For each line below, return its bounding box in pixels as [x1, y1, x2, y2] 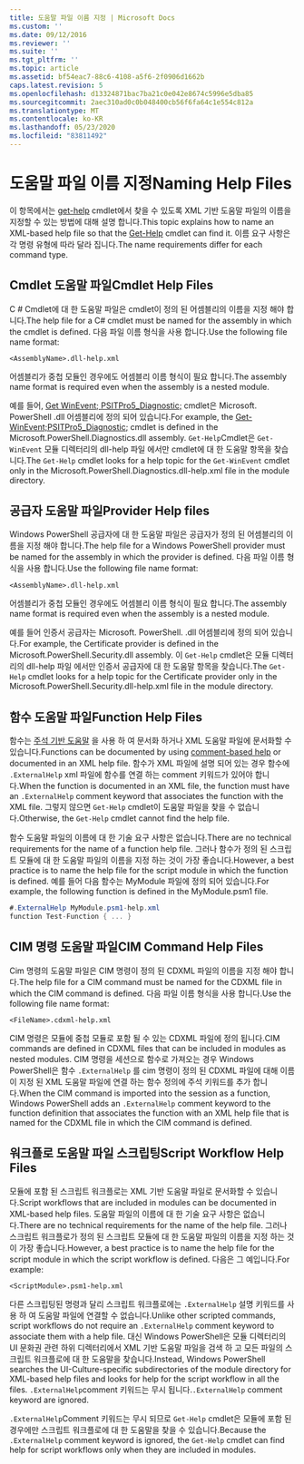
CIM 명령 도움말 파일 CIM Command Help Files [9, 940, 264, 955]
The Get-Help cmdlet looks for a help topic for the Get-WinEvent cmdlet [25, 454, 290, 465]
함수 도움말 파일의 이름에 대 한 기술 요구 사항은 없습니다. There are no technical [9, 832, 292, 844]
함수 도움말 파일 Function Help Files [9, 709, 202, 725]
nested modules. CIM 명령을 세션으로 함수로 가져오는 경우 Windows [9, 1053, 254, 1064]
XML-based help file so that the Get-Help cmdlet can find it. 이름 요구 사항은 [9, 228, 291, 239]
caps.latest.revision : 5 [9, 81, 103, 90]
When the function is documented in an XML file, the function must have [18, 781, 290, 792]
